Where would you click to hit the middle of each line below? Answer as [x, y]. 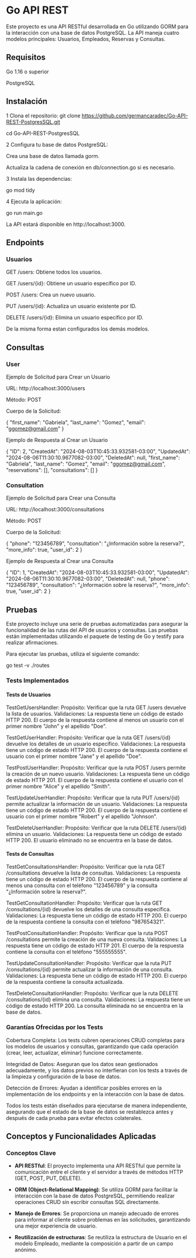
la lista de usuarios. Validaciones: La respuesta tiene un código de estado [94, 714]
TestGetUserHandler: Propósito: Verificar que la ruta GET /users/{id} [88, 738]
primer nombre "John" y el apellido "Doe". [56, 726]
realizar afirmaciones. [32, 643]
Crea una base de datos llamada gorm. [53, 156]
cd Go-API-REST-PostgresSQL [43, 133]
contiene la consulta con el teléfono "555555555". [66, 952]
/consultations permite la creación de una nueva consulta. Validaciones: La [97, 939]
